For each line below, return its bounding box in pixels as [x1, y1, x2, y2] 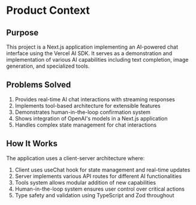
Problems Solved [6, 80, 71, 90]
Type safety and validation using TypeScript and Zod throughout [14, 191, 174, 198]
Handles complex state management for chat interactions [14, 121, 157, 128]
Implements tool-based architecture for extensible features [14, 102, 161, 109]
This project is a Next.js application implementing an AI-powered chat [6, 43, 179, 50]
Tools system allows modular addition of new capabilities [14, 179, 156, 186]
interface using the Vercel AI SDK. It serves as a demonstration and [6, 50, 173, 57]
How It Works [6, 138, 58, 149]
